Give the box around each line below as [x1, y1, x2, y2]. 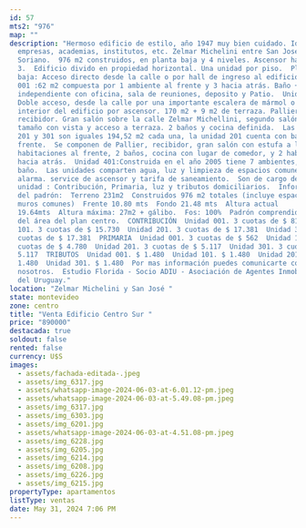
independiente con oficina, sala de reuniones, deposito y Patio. [17, 89, 275, 98]
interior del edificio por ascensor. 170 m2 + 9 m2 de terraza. [17, 107, 267, 116]
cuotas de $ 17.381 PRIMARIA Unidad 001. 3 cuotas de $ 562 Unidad [17, 233, 291, 242]
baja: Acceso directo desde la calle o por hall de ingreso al [17, 73, 262, 82]
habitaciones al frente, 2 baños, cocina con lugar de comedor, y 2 [17, 148, 283, 157]
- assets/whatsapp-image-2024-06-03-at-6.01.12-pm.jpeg [17, 386, 234, 395]
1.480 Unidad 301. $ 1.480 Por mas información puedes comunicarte [17, 259, 287, 269]
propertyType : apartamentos [9, 487, 117, 496]
